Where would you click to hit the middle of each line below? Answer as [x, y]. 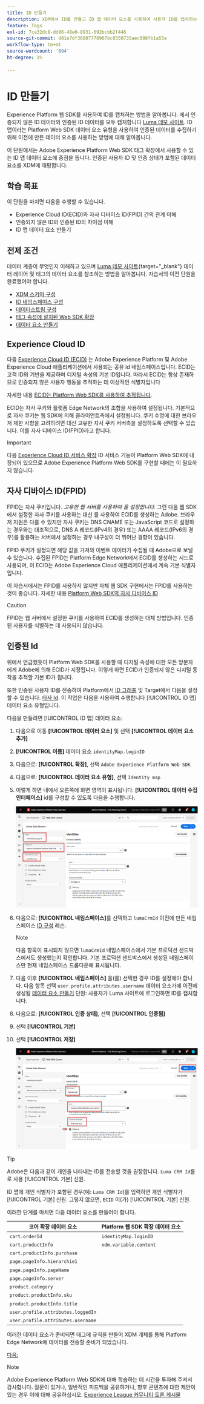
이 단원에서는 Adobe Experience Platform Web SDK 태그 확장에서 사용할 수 [97, 150]
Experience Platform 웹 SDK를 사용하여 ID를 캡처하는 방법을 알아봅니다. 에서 [98, 114]
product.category [31, 1287]
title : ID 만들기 [27, 13]
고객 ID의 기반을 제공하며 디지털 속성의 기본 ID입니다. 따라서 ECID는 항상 [92, 374]
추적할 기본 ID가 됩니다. [46, 677]
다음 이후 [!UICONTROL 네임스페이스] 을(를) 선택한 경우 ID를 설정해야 [98, 978]
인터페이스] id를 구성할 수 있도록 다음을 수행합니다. [75, 797]
